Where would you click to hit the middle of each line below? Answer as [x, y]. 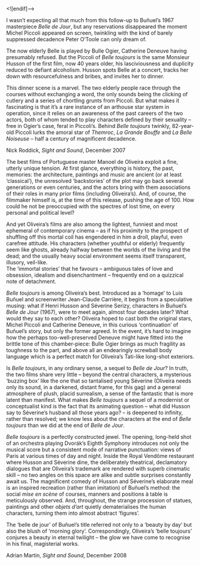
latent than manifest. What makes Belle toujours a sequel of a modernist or [98, 400]
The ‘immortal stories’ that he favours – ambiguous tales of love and [90, 269]
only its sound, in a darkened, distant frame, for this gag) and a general [93, 387]
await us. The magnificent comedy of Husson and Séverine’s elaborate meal [100, 481]
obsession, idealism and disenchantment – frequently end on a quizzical [95, 275]
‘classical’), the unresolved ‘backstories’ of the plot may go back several [95, 181]
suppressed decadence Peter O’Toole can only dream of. [76, 39]
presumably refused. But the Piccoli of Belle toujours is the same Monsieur [98, 57]
